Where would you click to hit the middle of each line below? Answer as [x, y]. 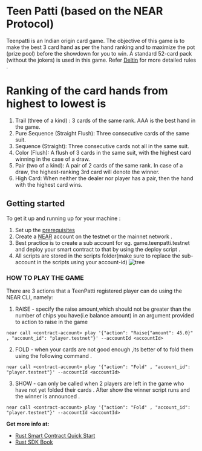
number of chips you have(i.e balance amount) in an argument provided [104, 315]
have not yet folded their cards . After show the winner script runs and [103, 390]
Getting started [36, 204]
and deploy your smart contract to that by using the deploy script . [97, 249]
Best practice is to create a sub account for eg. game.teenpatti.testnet [103, 242]
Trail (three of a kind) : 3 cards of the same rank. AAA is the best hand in [105, 120]
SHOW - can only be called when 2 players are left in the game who [99, 383]
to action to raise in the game [51, 322]
